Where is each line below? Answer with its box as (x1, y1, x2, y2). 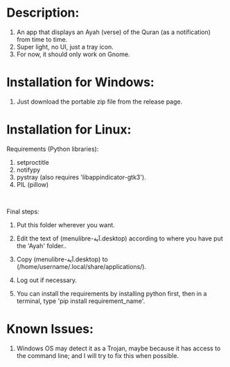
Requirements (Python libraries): (6, 145, 99, 153)
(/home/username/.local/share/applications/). (16, 262, 147, 270)
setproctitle (16, 158, 50, 166)
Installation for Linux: (6, 122, 132, 138)
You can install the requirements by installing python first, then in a (16, 289, 207, 297)
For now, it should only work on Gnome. (16, 50, 130, 58)
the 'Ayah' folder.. (16, 241, 67, 250)
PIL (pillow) (16, 180, 49, 188)
